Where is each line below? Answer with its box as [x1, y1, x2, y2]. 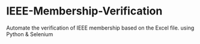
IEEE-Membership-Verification [6, 4, 163, 18]
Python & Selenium [6, 30, 53, 37]
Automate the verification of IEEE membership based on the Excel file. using [6, 24, 195, 31]
